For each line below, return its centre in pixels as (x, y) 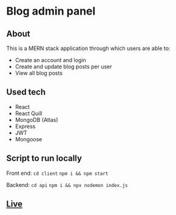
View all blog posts (39, 73)
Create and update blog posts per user (63, 66)
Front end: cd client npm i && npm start (57, 173)
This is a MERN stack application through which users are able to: (88, 48)
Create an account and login (50, 60)
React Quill (29, 113)
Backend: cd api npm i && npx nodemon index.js (67, 185)
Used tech (26, 92)
